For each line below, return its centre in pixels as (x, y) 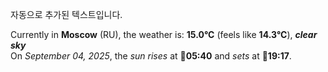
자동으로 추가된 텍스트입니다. (66, 14)
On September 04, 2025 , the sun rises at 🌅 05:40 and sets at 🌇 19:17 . (151, 56)
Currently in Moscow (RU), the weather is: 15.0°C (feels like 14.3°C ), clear (164, 34)
